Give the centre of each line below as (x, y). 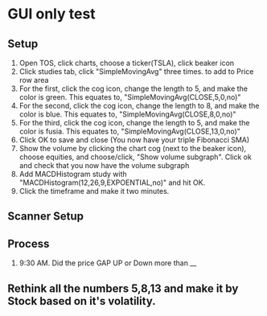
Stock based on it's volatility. (82, 301)
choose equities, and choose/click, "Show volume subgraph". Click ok (136, 157)
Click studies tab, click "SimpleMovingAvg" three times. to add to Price (136, 72)
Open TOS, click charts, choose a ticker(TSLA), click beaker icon (127, 63)
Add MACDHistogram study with (73, 174)
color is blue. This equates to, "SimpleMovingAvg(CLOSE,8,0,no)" (127, 114)
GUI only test (51, 14)
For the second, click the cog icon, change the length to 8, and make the (139, 106)
